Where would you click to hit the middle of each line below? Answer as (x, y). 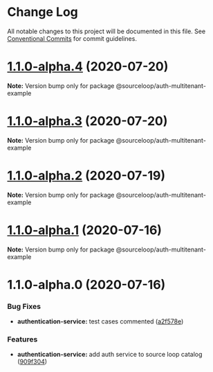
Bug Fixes (24, 306)
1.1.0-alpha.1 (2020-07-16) (85, 230)
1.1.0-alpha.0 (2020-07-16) (86, 284)
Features (22, 339)
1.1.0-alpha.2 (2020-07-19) (86, 176)
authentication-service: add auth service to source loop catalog (110, 355)
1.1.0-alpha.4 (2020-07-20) (88, 67)
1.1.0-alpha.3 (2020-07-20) (87, 121)
